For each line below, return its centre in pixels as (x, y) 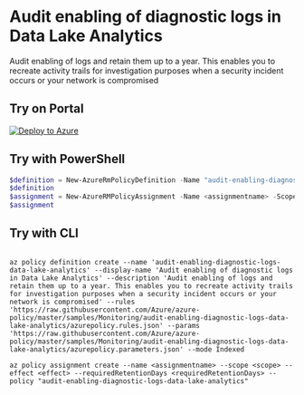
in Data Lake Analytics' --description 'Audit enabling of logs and (141, 278)
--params (184, 325)
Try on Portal (47, 109)
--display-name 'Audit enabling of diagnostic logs (194, 270)
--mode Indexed (216, 349)
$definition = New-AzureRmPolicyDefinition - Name (105, 180)
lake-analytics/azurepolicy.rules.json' (87, 325)
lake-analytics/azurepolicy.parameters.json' (96, 349)
